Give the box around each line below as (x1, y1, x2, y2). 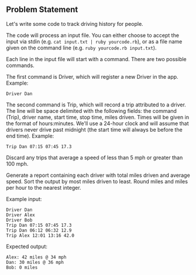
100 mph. (6, 160, 29, 167)
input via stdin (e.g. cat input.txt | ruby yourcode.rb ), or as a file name (6, 38, 183, 45)
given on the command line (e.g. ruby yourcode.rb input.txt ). (6, 44, 157, 51)
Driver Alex (6, 212, 35, 218)
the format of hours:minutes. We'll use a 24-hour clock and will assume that (6, 120, 189, 127)
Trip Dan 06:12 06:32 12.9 (6, 227, 72, 233)
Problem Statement (6, 5, 78, 15)
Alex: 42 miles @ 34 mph (6, 254, 67, 260)
